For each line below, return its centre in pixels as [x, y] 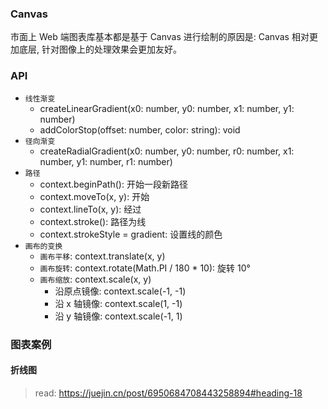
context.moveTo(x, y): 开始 [94, 196]
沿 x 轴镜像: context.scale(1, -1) [118, 303]
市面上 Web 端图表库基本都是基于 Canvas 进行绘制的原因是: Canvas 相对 [160, 37]
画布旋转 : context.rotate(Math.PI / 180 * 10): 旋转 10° [145, 268]
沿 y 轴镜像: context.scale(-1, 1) [118, 316]
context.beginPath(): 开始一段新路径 [113, 184]
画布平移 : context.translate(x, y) [102, 256]
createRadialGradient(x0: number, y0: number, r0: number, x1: [167, 151]
